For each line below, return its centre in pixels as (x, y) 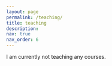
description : (22, 28)
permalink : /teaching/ (34, 17)
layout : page (22, 12)
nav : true (19, 34)
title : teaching (26, 23)
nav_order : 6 (22, 40)
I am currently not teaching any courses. (56, 57)
